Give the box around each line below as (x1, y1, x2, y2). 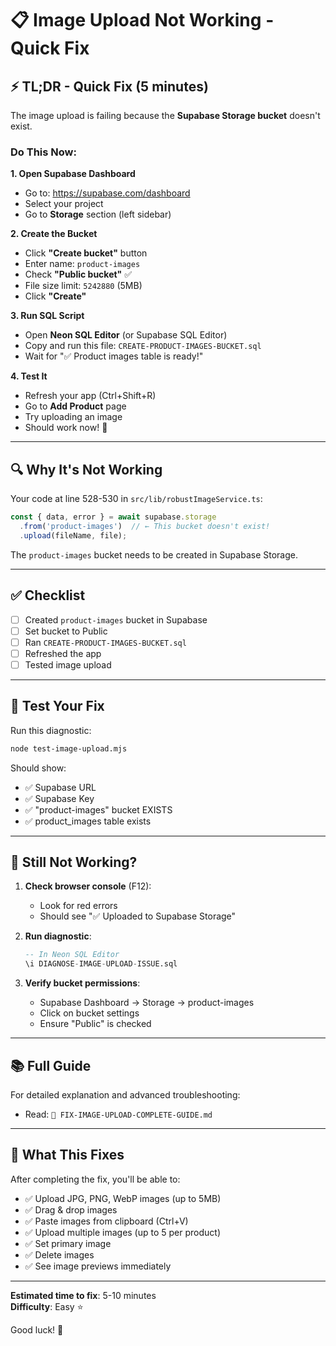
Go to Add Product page (24, 400, 127, 412)
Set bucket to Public (24, 625, 108, 637)
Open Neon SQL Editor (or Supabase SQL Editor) (24, 329, 228, 341)
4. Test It (10, 370, 48, 382)
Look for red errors (39, 900, 118, 912)
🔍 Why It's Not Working (10, 461, 163, 478)
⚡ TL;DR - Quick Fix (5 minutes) (10, 78, 209, 95)
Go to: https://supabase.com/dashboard (24, 187, 191, 199)
